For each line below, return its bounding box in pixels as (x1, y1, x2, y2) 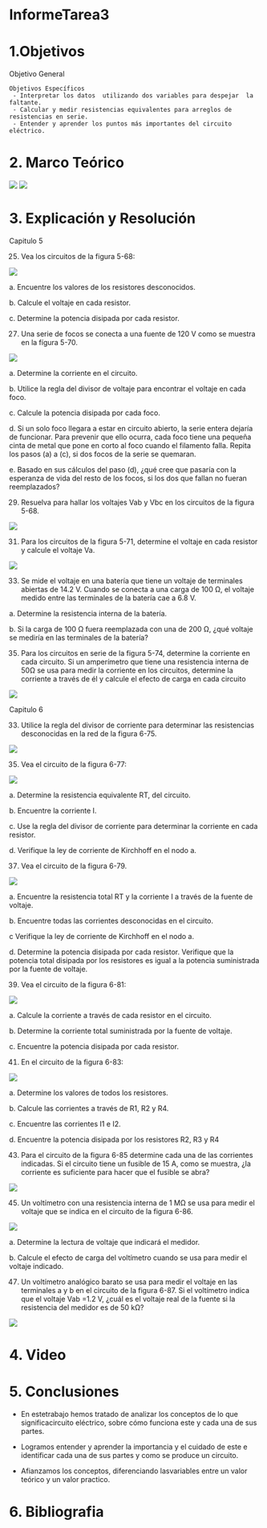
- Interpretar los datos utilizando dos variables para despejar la (12, 92, 253, 100)
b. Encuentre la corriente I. (9, 806, 97, 815)
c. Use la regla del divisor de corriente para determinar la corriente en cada (9, 822, 258, 830)
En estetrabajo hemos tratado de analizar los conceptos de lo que (20, 1410, 239, 1419)
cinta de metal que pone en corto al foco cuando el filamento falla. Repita (9, 441, 252, 450)
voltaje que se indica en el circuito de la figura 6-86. (20, 1207, 193, 1216)
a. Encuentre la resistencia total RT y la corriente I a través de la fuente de (9, 892, 253, 901)
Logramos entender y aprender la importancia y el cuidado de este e (20, 1442, 248, 1452)
